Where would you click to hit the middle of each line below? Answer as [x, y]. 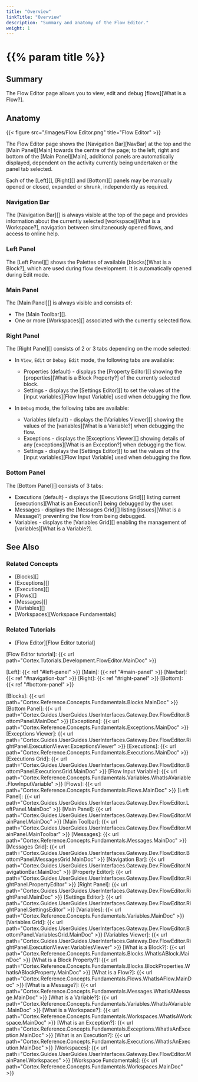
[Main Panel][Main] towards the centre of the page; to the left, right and [93, 150]
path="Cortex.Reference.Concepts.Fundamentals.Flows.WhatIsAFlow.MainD [99, 979]
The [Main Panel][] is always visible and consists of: [69, 303]
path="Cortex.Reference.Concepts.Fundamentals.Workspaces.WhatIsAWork [99, 1016]
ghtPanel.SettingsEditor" [36, 909]
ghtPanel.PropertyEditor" [37, 884]
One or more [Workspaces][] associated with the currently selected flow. [103, 320]
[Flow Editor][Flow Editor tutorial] [55, 643]
